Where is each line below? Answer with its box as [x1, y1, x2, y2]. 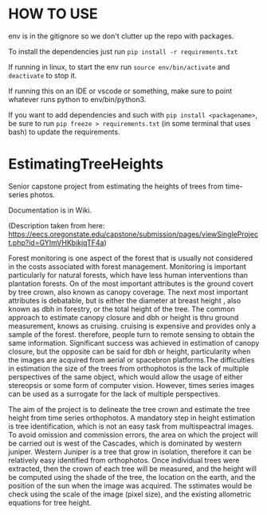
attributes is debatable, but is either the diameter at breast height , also [8, 295, 241, 305]
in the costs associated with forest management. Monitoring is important [8, 261, 247, 271]
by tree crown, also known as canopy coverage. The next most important [8, 287, 249, 296]
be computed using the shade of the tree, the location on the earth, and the [8, 472, 256, 481]
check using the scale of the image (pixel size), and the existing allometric [8, 489, 252, 499]
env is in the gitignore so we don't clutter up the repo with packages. [8, 31, 234, 41]
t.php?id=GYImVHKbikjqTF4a [8, 237, 104, 248]
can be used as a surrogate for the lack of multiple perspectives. [8, 389, 221, 398]
